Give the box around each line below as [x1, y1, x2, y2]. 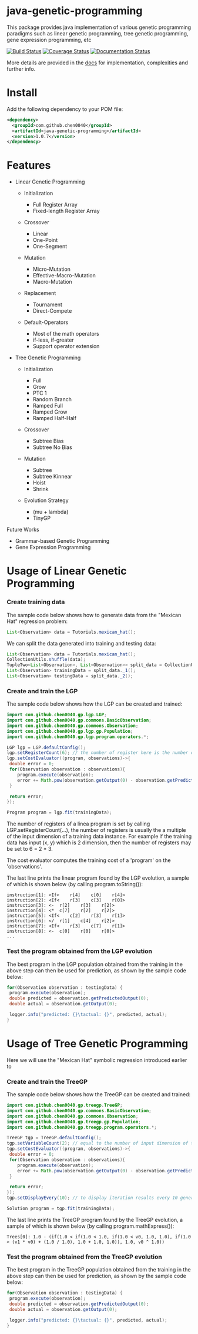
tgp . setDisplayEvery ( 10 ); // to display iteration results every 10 [6, 1195, 178, 1201]
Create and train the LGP [6, 687, 78, 695]
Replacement [24, 290, 56, 297]
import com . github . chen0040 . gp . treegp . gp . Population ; [6, 1119, 142, 1125]
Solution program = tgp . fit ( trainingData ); [6, 1205, 115, 1211]
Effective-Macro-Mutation [32, 272, 96, 279]
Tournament [32, 301, 62, 308]
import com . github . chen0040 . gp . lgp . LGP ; [6, 712, 108, 718]
